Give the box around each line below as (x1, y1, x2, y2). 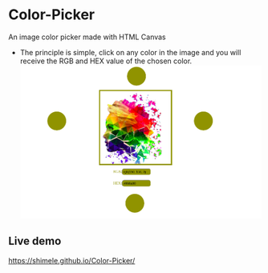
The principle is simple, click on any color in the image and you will (19, 47, 242, 57)
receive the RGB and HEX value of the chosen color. (19, 56, 193, 66)
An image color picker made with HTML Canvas (8, 32, 166, 42)
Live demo (8, 235, 62, 248)
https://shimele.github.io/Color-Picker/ (8, 255, 136, 265)
